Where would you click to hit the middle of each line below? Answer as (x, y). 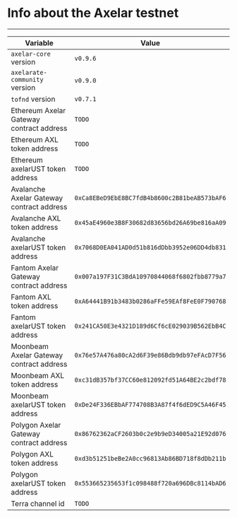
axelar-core (31, 54)
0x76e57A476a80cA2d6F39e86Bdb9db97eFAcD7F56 (150, 355)
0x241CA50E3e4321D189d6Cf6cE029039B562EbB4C (150, 326)
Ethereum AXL (35, 139)
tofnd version (33, 99)
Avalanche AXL (36, 218)
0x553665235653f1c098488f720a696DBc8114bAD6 (150, 483)
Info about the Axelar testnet (93, 13)
